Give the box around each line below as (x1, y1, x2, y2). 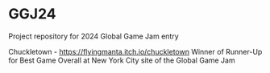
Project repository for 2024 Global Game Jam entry (8, 31, 179, 41)
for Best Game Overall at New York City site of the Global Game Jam (8, 55, 235, 65)
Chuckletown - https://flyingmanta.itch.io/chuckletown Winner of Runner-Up (8, 47, 263, 56)
